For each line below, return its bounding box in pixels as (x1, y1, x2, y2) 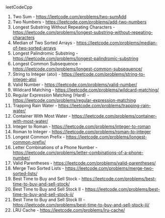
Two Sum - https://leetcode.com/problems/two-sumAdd (12, 14, 127, 19)
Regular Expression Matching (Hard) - (12, 92, 90, 98)
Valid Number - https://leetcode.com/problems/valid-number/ (12, 82, 138, 88)
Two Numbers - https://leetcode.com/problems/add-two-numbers (12, 19, 147, 25)
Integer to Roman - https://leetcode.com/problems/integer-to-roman (12, 124, 151, 129)
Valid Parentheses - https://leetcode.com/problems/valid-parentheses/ (12, 160, 156, 166)
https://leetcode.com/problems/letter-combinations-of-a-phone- (12, 150, 144, 156)
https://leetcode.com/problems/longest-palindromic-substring (12, 56, 139, 61)
